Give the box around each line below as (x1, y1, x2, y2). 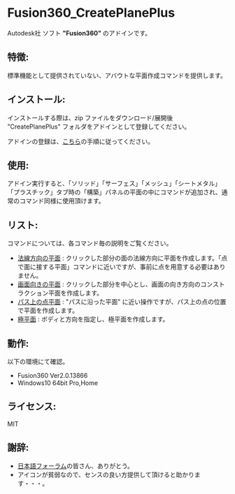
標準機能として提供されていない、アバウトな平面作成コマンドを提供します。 (7, 71, 227, 80)
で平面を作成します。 (17, 306, 79, 315)
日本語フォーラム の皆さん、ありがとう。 (17, 461, 134, 470)
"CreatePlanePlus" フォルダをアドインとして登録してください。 (7, 122, 191, 131)
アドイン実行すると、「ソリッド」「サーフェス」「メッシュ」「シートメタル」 (7, 180, 222, 188)
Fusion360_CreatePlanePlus (7, 5, 176, 21)
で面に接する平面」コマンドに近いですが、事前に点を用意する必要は (17, 263, 214, 271)
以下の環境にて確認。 (7, 358, 69, 365)
